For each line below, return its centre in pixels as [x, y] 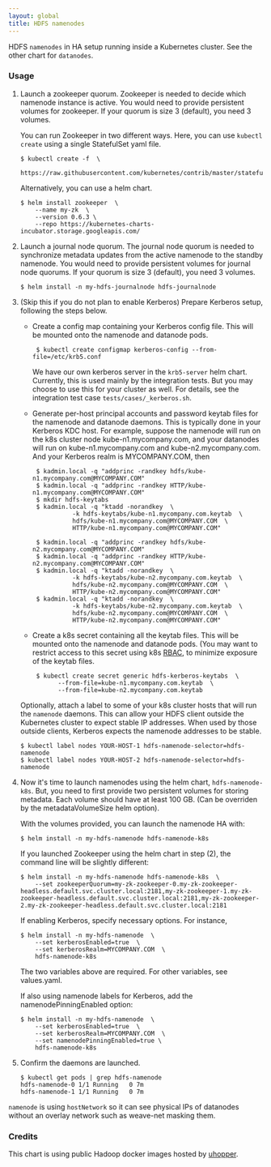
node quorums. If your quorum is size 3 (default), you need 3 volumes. [138, 271]
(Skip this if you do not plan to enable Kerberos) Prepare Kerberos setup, [141, 301]
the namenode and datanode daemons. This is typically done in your [146, 421]
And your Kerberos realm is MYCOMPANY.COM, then [121, 456]
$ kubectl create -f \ [60, 159]
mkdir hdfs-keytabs [76, 499]
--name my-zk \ [62, 210]
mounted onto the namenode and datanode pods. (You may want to [145, 643]
